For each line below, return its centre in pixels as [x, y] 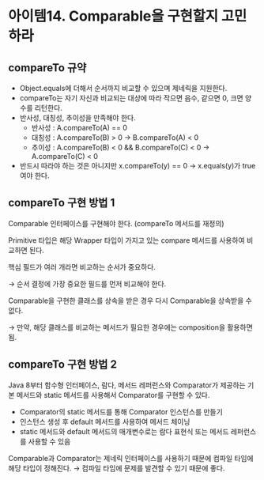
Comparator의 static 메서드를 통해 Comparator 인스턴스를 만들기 [121, 411]
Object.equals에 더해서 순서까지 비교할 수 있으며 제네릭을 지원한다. [123, 88]
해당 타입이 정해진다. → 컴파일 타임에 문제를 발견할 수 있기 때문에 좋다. [117, 468]
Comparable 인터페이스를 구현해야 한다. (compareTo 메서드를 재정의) [116, 223]
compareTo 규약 [47, 68]
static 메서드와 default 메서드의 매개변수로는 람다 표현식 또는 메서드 [124, 431]
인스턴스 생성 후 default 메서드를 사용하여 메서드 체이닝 [105, 421]
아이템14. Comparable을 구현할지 [113, 16]
